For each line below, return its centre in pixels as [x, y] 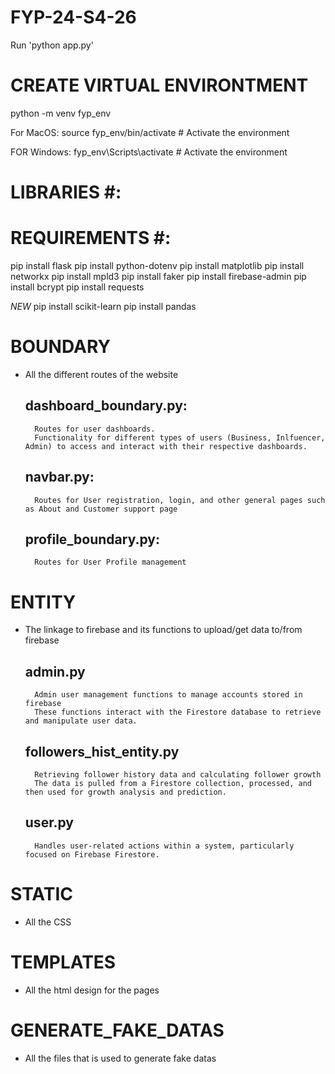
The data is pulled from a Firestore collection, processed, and [173, 783]
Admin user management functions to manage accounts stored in [168, 695]
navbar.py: [59, 477]
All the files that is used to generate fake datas [120, 1058]
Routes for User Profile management [110, 562]
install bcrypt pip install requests [77, 287]
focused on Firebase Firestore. [92, 854]
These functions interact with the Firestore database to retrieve [178, 712]
